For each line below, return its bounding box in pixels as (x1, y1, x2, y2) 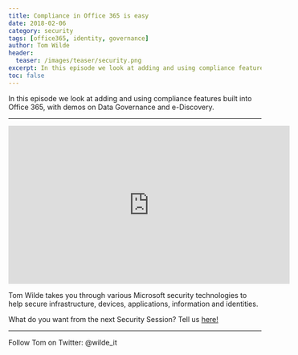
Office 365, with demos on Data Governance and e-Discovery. (8, 102, 214, 112)
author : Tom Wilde (8, 42, 70, 50)
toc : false (8, 71, 45, 80)
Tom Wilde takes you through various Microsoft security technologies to (8, 290, 247, 300)
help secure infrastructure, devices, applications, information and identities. (8, 299, 259, 308)
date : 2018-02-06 (8, 19, 67, 27)
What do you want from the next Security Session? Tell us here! (8, 314, 219, 324)
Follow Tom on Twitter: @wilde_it (8, 337, 118, 347)
